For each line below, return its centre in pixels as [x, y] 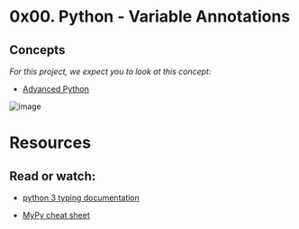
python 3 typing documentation [81, 197]
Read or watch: [53, 176]
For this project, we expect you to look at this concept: [110, 71]
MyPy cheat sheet [56, 215]
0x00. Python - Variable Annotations [150, 17]
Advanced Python [56, 89]
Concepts [37, 50]
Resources [50, 143]
